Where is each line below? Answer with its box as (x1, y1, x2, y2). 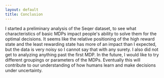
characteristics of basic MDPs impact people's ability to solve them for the (5, 31, 157, 37)
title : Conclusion (5, 12, 43, 17)
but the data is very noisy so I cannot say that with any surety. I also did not (5, 46, 159, 52)
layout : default (5, 7, 39, 12)
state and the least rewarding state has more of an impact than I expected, (5, 41, 157, 47)
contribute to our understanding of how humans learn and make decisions (5, 62, 156, 68)
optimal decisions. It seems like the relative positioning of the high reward (5, 36, 155, 42)
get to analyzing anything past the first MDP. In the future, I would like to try (5, 51, 159, 57)
